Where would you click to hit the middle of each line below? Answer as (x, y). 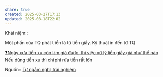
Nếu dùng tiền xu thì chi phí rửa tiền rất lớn (49, 60)
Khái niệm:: (17, 33)
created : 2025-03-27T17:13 (33, 14)
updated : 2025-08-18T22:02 (33, 19)
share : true (17, 10)
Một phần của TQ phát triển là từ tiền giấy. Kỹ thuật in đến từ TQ (70, 43)
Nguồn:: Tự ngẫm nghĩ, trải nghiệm (41, 70)
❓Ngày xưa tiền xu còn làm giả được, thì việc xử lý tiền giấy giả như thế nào (82, 53)
